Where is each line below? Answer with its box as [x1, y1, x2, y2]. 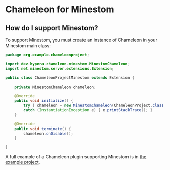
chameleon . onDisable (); [23, 131, 73, 136]
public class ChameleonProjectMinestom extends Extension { [5, 75, 135, 80]
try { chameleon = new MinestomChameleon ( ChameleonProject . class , [23, 103, 166, 108]
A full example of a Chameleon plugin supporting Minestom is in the [5, 154, 147, 160]
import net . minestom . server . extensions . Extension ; [5, 66, 114, 71]
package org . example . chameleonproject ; [5, 52, 90, 57]
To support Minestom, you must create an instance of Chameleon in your [5, 37, 158, 43]
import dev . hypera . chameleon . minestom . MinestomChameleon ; [5, 61, 130, 66]
